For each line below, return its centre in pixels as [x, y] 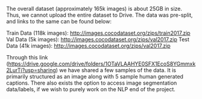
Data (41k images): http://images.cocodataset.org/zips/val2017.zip [88, 46]
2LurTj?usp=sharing [31, 70]
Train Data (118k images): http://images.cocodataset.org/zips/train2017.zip [99, 33]
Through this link [27, 57]
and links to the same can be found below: [59, 21]
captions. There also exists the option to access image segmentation [92, 83]
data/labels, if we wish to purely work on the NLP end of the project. [91, 89]
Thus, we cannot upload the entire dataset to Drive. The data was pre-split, [99, 15]
